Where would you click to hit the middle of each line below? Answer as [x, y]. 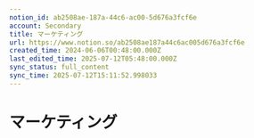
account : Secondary [45, 26]
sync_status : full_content [59, 68]
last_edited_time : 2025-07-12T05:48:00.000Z [93, 59]
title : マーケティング [46, 34]
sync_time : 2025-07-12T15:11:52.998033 [83, 76]
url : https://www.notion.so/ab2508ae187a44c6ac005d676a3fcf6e [127, 42]
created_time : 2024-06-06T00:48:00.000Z [86, 51]
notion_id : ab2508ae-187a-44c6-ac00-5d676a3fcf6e [103, 17]
